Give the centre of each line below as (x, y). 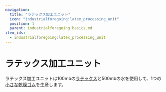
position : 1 (22, 24)
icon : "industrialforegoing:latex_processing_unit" (65, 19)
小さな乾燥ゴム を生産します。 (36, 85)
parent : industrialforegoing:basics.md (51, 28)
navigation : (17, 10)
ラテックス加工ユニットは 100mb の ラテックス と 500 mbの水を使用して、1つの (83, 78)
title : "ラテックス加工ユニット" (40, 14)
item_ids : (15, 33)
